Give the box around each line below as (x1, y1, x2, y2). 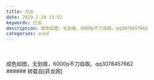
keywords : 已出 (6, 20, 42, 25)
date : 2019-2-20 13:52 (6, 14, 62, 20)
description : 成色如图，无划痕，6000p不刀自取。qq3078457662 (6, 25, 149, 31)
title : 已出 (6, 8, 34, 15)
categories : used (6, 31, 49, 37)
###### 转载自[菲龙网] (6, 68, 63, 75)
